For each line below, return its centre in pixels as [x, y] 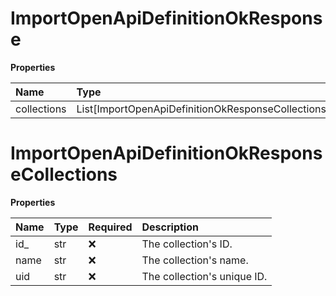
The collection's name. [195, 260]
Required [110, 227]
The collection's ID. [187, 244]
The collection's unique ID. [204, 276]
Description [170, 227]
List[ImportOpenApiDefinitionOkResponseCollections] [203, 109]
